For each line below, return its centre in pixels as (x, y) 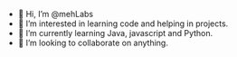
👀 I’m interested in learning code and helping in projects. (123, 24)
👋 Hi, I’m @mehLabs (55, 14)
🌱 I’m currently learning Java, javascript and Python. (115, 33)
